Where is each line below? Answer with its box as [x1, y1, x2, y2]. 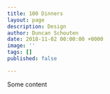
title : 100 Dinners [7, 10, 64, 17]
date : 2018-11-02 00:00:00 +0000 [7, 36, 104, 43]
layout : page [7, 17, 45, 23]
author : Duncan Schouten [7, 29, 79, 37]
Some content [7, 80, 47, 88]
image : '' [7, 42, 36, 49]
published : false [7, 55, 57, 62]
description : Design [7, 23, 67, 30]
